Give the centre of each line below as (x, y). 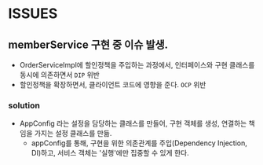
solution (24, 105)
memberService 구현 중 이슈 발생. (88, 44)
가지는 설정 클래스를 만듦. (73, 134)
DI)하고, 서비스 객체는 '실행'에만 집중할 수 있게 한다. (110, 153)
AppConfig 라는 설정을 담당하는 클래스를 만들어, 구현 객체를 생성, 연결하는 (133, 123)
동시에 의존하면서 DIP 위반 (59, 75)
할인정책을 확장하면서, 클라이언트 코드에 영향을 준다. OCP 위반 (113, 84)
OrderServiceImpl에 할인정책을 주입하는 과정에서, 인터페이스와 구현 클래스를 (137, 65)
